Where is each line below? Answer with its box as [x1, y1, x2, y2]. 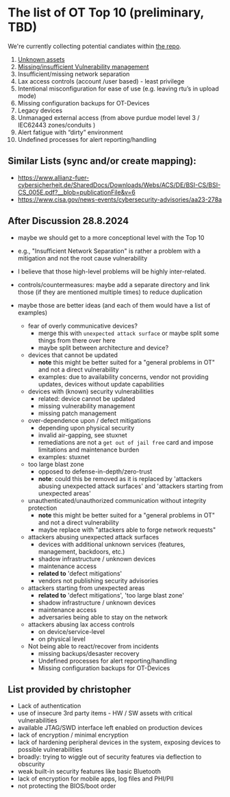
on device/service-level [38, 627, 105, 635]
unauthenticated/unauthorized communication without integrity [27, 496, 207, 504]
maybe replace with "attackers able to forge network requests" [38, 526, 216, 534]
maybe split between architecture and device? [38, 343, 169, 352]
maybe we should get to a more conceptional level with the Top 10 [17, 233, 205, 241]
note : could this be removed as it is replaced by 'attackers [38, 474, 203, 482]
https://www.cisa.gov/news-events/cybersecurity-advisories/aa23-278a [17, 195, 222, 204]
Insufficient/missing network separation [17, 70, 130, 78]
